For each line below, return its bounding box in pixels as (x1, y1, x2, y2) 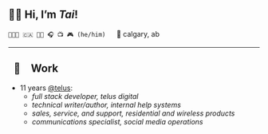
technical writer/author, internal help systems (31, 100, 182, 109)
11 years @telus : (19, 83, 73, 93)
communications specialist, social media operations (31, 116, 203, 126)
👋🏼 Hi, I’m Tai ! (8, 8, 78, 22)
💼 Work (13, 61, 58, 76)
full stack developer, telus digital (31, 91, 139, 100)
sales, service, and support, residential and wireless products (31, 108, 235, 118)
